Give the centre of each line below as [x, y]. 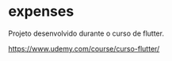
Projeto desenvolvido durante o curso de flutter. [86, 33]
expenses [41, 11]
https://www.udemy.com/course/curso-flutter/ [84, 48]
